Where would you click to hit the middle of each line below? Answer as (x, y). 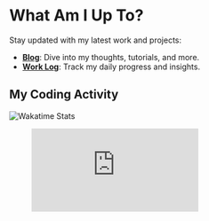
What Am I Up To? (76, 16)
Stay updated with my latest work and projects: (96, 40)
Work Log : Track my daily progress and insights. (111, 67)
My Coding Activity (64, 95)
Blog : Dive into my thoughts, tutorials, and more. (111, 57)
